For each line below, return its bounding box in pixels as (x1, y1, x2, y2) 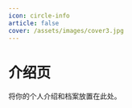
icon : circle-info (8, 11, 70, 20)
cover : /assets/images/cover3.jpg (8, 26, 125, 34)
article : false (8, 19, 60, 27)
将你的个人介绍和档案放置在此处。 (8, 91, 122, 101)
